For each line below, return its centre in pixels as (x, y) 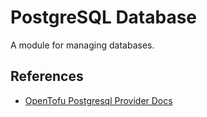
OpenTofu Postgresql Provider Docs (98, 100)
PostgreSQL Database (104, 17)
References (47, 76)
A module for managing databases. (82, 45)
